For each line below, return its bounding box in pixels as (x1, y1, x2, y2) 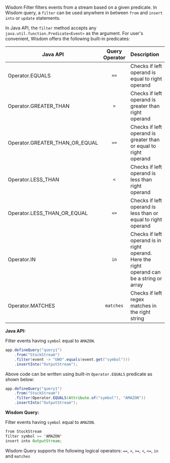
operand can (130, 269, 161, 275)
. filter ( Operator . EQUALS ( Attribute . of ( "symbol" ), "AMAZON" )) (14, 396, 146, 401)
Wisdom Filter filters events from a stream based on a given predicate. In (5, 5, 157, 10)
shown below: (5, 376, 34, 382)
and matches (5, 453, 30, 459)
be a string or (130, 275, 162, 282)
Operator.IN (8, 256, 36, 263)
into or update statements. (5, 15, 61, 21)
